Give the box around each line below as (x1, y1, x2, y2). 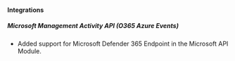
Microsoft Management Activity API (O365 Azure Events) (7, 22, 179, 30)
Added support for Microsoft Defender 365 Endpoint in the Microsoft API (17, 39, 229, 48)
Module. (17, 46, 42, 55)
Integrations (7, 6, 44, 14)
